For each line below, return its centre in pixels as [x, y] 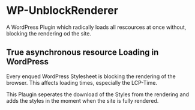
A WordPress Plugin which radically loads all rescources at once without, [96, 27]
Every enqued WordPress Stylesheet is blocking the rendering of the [91, 76]
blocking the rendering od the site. [49, 33]
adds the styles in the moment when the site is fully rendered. [82, 100]
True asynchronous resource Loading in [82, 53]
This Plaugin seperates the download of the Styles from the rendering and [98, 94]
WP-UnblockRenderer [62, 11]
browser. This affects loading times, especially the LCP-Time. [82, 82]
